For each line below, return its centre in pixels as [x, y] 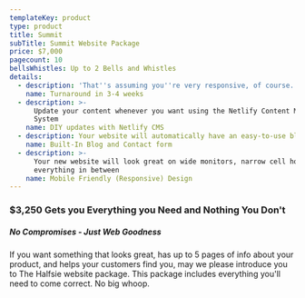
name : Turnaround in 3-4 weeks [85, 94]
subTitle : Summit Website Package [75, 43]
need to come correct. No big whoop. [79, 283]
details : [26, 77]
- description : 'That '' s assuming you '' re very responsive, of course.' [158, 85]
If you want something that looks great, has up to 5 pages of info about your [152, 254]
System [46, 119]
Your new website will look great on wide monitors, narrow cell [159, 161]
